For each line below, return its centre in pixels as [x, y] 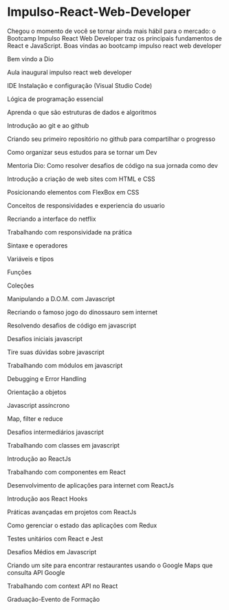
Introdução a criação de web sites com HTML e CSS [81, 179]
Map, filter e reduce [35, 418]
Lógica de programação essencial [55, 99]
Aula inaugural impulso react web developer [69, 72]
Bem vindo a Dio [30, 58]
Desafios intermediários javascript [56, 432]
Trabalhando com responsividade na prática [69, 232]
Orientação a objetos [37, 392]
